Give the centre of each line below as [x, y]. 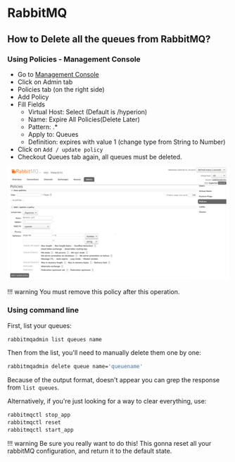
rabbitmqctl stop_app [39, 415]
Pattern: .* [43, 127]
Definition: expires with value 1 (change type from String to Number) [127, 142]
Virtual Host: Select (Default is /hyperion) [88, 111]
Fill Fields [31, 104]
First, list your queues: [39, 325]
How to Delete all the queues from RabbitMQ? [109, 39]
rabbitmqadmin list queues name [55, 339]
